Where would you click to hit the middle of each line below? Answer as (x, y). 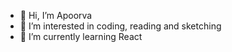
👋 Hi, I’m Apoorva (56, 15)
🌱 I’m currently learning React (81, 36)
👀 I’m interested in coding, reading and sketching (120, 26)
